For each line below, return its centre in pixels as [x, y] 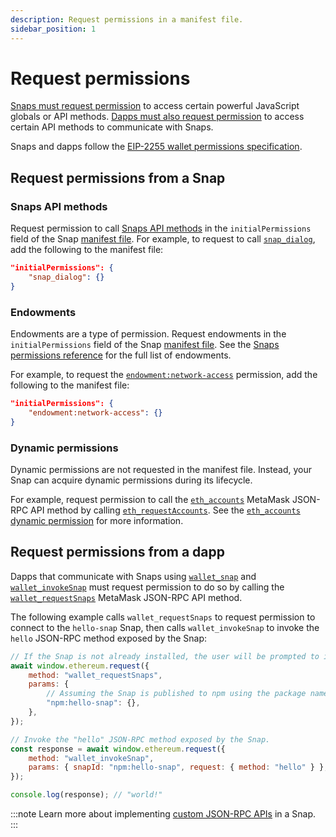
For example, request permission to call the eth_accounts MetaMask [150, 499]
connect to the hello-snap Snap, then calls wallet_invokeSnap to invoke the [165, 627]
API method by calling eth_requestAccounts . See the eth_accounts [165, 510]
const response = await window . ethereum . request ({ [118, 749]
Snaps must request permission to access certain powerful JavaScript [155, 106]
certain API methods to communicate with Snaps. [112, 127]
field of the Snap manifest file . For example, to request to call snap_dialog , [163, 239]
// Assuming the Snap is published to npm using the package [176, 694]
